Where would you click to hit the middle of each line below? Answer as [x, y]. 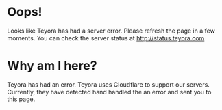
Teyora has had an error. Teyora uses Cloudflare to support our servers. [109, 84]
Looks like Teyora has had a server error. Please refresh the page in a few [111, 31]
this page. [21, 99]
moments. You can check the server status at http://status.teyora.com [106, 38]
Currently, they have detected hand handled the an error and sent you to [109, 92]
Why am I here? [52, 66]
